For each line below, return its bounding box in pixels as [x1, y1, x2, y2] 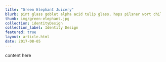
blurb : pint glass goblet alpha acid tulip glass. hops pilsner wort [5, 12, 152, 17]
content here [5, 52, 31, 58]
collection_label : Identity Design [5, 25, 79, 30]
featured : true [5, 30, 37, 35]
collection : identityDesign [5, 21, 63, 26]
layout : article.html [5, 35, 50, 40]
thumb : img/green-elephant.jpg [5, 16, 70, 21]
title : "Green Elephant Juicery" [5, 7, 74, 12]
